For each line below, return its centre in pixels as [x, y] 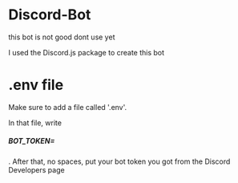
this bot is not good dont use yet [62, 37]
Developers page [37, 169]
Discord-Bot [50, 15]
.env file [36, 85]
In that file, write [35, 123]
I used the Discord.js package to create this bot [87, 52]
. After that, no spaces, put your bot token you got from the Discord [119, 161]
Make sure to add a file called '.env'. [68, 107]
